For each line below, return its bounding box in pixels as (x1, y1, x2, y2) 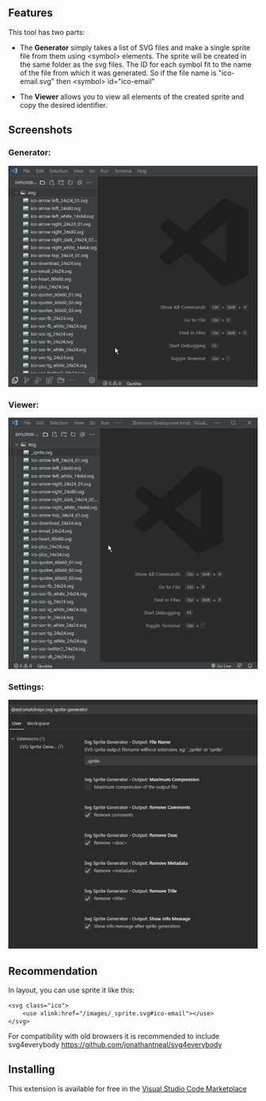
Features (8, 6, 53, 20)
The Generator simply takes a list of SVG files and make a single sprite (19, 43, 251, 52)
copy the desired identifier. (19, 100, 108, 109)
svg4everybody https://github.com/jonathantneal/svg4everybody (8, 1040, 222, 1049)
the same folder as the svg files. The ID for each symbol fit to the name (19, 59, 252, 69)
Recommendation (8, 964, 97, 978)
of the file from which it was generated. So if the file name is (19, 67, 217, 78)
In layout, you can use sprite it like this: (8, 985, 135, 995)
